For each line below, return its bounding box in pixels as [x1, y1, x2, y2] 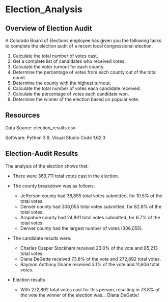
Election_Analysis [5, 4, 82, 15]
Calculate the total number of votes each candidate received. [12, 85, 141, 91]
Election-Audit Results [5, 149, 78, 158]
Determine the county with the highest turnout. [12, 80, 111, 86]
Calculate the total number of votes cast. [12, 53, 98, 59]
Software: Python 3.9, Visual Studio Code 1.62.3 [5, 134, 106, 141]
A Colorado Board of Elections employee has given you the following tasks [5, 37, 162, 43]
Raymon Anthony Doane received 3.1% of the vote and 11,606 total [20, 261, 159, 267]
